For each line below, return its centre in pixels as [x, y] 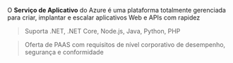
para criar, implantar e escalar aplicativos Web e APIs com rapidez [104, 17]
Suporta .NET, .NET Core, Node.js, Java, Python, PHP [102, 31]
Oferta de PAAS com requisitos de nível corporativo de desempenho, [125, 44]
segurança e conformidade [64, 52]
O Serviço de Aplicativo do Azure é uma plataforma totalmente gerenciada [116, 10]
